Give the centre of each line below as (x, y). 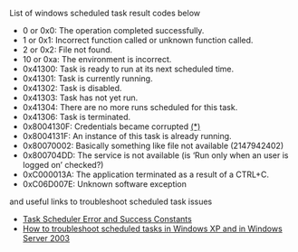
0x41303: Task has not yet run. (80, 98)
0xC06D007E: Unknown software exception (105, 184)
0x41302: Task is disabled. (72, 88)
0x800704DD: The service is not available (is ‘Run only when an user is (155, 155)
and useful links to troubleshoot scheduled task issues (111, 201)
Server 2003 (46, 238)
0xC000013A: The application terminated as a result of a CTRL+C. (146, 174)
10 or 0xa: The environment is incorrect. (97, 59)
